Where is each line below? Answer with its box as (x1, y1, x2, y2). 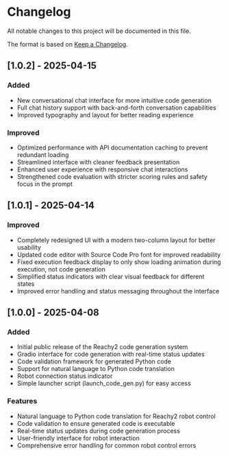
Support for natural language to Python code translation (16, 365, 175, 373)
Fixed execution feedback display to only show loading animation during (16, 258, 221, 266)
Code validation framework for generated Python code (16, 357, 172, 365)
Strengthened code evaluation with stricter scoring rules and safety (16, 172, 207, 180)
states (16, 279, 35, 288)
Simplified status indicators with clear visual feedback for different (16, 272, 205, 280)
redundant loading (16, 150, 69, 158)
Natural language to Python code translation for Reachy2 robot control (16, 412, 216, 420)
